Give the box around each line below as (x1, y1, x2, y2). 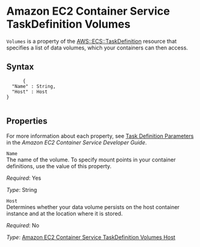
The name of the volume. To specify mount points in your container (6, 156, 176, 163)
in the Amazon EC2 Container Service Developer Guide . (6, 139, 147, 146)
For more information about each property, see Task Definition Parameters (6, 132, 194, 139)
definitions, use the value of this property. (6, 162, 112, 169)
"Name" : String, (12, 83, 56, 89)
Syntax (6, 62, 34, 72)
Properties (6, 116, 48, 127)
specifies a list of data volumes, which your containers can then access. (6, 44, 188, 51)
